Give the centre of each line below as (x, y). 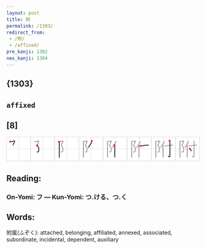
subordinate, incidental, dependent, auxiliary (63, 240)
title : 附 (18, 19)
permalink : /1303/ (30, 26)
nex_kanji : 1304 (27, 58)
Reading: (24, 178)
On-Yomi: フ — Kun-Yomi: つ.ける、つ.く (67, 197)
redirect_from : (26, 33)
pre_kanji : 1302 (27, 52)
